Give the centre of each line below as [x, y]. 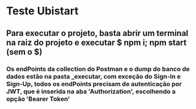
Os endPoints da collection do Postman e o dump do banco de [98, 69]
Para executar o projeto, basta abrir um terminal [97, 33]
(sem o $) [24, 52]
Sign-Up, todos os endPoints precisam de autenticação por [94, 84]
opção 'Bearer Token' [38, 99]
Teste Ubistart [43, 11]
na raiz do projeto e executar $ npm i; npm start [97, 42]
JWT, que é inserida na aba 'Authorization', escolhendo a [91, 91]
